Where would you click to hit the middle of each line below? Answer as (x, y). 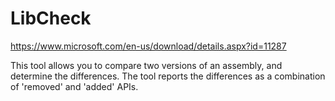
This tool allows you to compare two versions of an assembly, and (146, 65)
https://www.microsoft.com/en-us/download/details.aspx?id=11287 (148, 46)
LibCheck (51, 18)
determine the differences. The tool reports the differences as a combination (168, 76)
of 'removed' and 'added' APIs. (74, 86)
